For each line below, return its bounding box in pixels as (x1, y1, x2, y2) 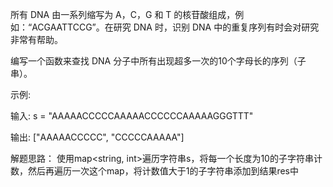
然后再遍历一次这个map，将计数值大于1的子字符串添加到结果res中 (27, 165, 299, 177)
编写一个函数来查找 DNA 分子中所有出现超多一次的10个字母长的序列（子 (10, 55, 307, 67)
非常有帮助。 (10, 34, 63, 45)
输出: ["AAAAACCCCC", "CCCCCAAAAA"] (10, 131, 185, 143)
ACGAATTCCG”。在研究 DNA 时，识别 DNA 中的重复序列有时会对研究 (31, 21, 320, 33)
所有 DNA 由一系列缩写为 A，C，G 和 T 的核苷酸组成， (10, 9, 236, 20)
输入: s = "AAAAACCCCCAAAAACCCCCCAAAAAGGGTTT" (10, 110, 254, 122)
